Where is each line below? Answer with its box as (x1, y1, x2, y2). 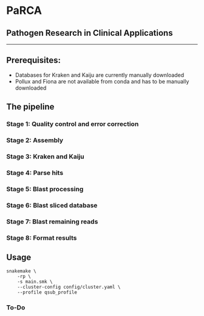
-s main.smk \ (17, 279, 53, 285)
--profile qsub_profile (17, 289, 78, 295)
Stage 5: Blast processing (6, 185, 84, 193)
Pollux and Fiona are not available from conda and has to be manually (15, 77, 189, 85)
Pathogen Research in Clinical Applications (6, 28, 173, 38)
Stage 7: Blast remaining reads (6, 217, 98, 226)
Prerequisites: (6, 55, 61, 65)
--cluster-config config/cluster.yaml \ (17, 284, 121, 291)
